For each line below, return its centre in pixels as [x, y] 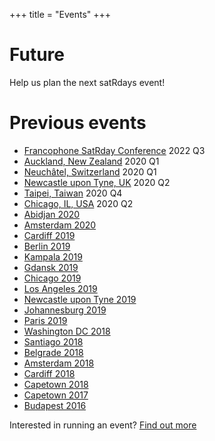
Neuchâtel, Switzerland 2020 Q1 [90, 171]
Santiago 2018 [53, 341]
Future [37, 55]
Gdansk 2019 [51, 267]
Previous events [78, 123]
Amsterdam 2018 [59, 363]
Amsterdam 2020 [60, 225]
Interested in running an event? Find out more [103, 425]
